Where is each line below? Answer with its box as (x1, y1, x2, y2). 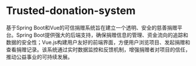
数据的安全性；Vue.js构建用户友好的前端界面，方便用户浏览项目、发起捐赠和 (6, 39, 190, 46)
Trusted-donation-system (6, 4, 136, 18)
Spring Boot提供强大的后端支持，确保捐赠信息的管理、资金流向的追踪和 (16, 31, 188, 39)
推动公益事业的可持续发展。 (6, 53, 73, 60)
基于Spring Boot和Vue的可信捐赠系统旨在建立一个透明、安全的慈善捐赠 (6, 24, 177, 31)
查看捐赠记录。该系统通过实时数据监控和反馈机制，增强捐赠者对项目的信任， (6, 46, 191, 53)
